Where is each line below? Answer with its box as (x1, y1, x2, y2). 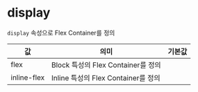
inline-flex (10, 73, 45, 82)
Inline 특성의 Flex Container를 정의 (51, 73, 161, 82)
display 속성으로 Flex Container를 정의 (7, 28, 115, 37)
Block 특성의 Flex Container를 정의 (51, 60, 161, 70)
